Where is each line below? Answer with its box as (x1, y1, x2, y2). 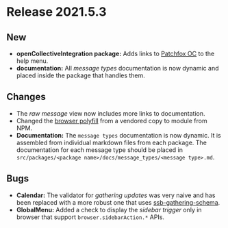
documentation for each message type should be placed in (16, 145, 183, 154)
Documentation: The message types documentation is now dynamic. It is (16, 131, 221, 139)
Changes (6, 91, 46, 103)
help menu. (16, 57, 49, 65)
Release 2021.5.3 (6, 4, 107, 20)
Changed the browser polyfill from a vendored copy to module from (16, 116, 207, 125)
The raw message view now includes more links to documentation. (16, 109, 206, 117)
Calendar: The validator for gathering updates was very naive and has (16, 191, 216, 199)
